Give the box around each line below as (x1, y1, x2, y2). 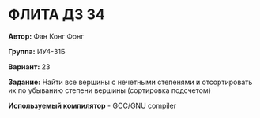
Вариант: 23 (8, 61, 51, 72)
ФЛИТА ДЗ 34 (8, 6, 105, 24)
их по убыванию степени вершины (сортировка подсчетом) (8, 85, 212, 95)
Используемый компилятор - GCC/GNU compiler (8, 101, 176, 110)
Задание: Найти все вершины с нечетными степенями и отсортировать (8, 77, 253, 87)
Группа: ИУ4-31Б (8, 46, 66, 56)
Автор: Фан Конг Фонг (8, 31, 85, 41)
